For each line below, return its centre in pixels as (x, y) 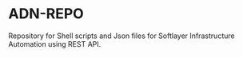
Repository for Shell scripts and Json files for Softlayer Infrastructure (121, 36)
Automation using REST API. (55, 44)
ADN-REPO (46, 14)
